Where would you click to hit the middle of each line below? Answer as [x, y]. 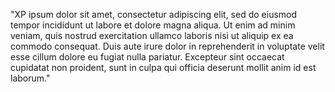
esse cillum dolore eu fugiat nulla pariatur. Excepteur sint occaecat [147, 57]
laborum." [30, 78]
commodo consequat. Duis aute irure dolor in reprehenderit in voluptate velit [167, 46]
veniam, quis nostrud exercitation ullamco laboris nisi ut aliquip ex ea [152, 35]
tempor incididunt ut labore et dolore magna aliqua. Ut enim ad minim [153, 25]
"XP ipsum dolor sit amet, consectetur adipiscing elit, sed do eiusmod [154, 14]
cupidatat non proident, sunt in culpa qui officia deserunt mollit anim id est [163, 67]
